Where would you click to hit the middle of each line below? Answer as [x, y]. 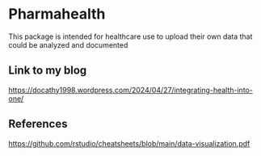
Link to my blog [48, 71]
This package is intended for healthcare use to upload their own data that [130, 36]
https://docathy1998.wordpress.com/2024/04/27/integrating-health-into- [130, 90]
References [38, 124]
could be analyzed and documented [68, 44]
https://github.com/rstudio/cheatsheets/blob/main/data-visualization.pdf [129, 143]
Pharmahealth [57, 14]
